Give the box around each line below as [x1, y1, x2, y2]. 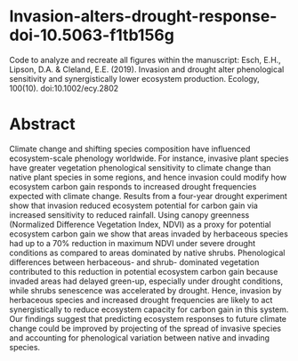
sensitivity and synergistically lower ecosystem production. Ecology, [9, 73, 260, 84]
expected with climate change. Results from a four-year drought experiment [9, 190, 287, 201]
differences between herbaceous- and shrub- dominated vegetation [9, 256, 260, 268]
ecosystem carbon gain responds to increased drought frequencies [9, 180, 257, 192]
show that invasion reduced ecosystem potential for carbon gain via [9, 200, 258, 211]
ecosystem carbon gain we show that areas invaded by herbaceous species [9, 229, 289, 239]
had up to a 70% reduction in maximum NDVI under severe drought [9, 237, 256, 248]
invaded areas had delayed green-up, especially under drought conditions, [9, 276, 283, 286]
